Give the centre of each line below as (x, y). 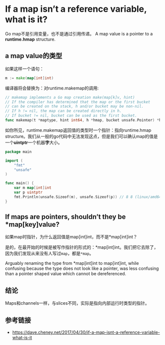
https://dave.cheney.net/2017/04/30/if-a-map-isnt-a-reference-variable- (86, 332)
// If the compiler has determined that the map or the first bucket (78, 102)
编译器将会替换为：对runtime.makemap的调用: (52, 88)
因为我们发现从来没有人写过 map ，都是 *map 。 (50, 254)
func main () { (20, 183)
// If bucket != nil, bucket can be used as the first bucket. (71, 116)
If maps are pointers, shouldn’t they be (66, 217)
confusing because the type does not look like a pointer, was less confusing (82, 268)
